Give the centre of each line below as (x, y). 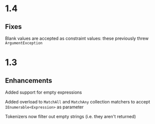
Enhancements (29, 81)
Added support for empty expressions (44, 92)
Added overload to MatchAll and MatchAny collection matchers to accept (78, 102)
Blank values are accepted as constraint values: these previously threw (77, 38)
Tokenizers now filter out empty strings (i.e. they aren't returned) (71, 116)
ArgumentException (24, 43)
